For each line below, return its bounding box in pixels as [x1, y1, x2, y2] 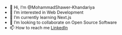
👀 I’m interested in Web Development [9, 9, 84, 15]
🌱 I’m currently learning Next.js [9, 15, 72, 20]
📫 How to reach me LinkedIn [9, 25, 68, 30]
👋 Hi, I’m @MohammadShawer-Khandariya [9, 5, 95, 10]
